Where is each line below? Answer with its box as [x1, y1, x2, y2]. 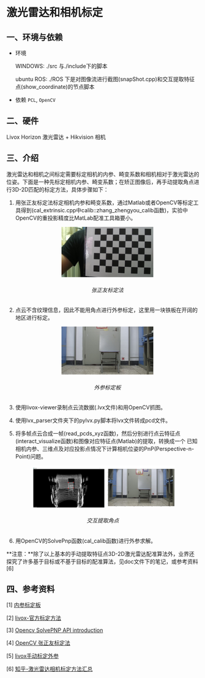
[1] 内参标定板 [6, 601, 41, 609]
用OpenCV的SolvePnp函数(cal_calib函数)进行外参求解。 [15, 537, 157, 544]
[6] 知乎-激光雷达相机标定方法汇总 [6, 665, 93, 672]
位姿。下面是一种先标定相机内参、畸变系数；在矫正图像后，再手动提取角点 [6, 178, 194, 185]
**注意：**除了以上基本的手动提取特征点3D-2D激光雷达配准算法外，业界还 [6, 550, 195, 557]
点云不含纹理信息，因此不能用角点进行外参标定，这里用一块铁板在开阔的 [15, 306, 198, 314]
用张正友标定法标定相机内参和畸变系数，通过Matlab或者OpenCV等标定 [15, 199, 194, 206]
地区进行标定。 [15, 314, 53, 322]
